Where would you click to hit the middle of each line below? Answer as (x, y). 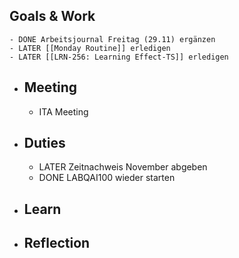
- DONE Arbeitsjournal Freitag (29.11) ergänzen (112, 39)
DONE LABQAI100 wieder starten (107, 178)
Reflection (57, 243)
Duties (44, 143)
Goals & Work (52, 16)
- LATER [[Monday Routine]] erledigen (90, 48)
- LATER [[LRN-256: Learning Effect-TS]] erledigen (119, 57)
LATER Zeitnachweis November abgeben (123, 167)
